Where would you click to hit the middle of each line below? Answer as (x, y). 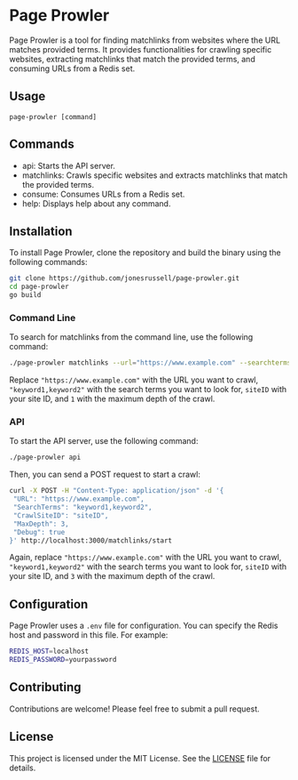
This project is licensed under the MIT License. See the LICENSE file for (140, 758)
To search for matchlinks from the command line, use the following (131, 337)
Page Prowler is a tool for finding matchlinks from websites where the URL (145, 40)
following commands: (48, 262)
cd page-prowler (39, 287)
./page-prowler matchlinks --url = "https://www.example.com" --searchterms (150, 363)
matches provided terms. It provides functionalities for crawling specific (141, 49)
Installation (41, 231)
